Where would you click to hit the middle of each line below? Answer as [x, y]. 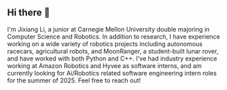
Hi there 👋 [29, 13]
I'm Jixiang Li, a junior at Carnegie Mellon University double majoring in [108, 29]
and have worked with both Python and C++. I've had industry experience [112, 58]
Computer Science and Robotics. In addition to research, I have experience [114, 36]
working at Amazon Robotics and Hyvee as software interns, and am [105, 65]
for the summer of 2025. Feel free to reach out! [74, 80]
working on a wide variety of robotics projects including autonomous [105, 44]
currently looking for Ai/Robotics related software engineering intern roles [112, 73]
